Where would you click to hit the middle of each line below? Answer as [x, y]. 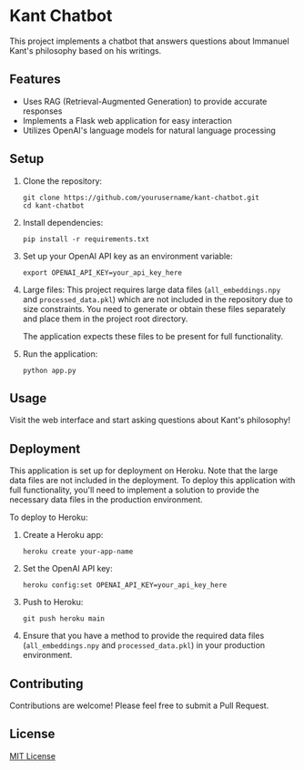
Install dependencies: [63, 222]
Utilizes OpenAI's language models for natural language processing [149, 130]
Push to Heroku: [53, 603]
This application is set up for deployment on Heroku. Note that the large [144, 471]
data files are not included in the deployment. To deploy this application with [152, 481]
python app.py [49, 370]
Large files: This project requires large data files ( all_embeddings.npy [152, 289]
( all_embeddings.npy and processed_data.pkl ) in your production [144, 645]
